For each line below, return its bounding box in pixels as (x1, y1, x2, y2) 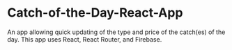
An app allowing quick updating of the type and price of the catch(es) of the (7, 28, 226, 36)
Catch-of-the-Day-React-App (7, 5, 183, 21)
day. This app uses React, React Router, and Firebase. (7, 35, 162, 43)
